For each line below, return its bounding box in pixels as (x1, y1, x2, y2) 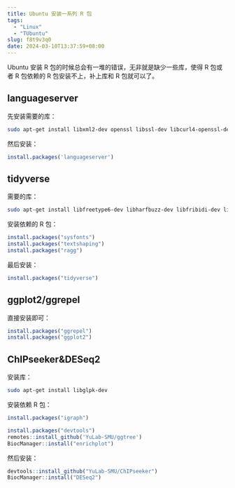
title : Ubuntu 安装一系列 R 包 (7, 10, 92, 18)
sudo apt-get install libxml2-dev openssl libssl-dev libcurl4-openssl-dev (7, 126, 233, 133)
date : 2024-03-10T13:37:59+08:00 (7, 43, 105, 50)
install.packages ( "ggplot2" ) (7, 334, 92, 341)
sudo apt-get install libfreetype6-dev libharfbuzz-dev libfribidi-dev (7, 206, 220, 214)
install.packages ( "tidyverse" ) (7, 274, 99, 281)
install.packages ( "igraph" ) (7, 414, 90, 421)
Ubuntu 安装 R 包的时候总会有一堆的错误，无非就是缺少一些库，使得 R (7, 63, 209, 71)
